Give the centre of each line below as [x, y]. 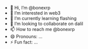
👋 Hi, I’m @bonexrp [30, 8]
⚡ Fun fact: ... [24, 42]
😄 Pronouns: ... [26, 36]
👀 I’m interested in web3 [35, 13]
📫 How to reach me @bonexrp [42, 29]
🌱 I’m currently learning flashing [43, 18]
